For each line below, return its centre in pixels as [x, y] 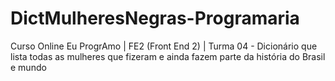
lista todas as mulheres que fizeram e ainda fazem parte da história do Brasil [168, 56]
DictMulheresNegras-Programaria [155, 18]
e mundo [28, 67]
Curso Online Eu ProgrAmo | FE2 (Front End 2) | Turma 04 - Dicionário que [164, 46]
